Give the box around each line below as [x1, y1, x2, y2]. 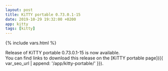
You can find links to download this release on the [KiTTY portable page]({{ [5, 55, 163, 61]
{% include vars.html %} [5, 40, 57, 46]
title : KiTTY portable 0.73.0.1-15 [5, 12, 81, 17]
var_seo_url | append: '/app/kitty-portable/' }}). [5, 60, 104, 66]
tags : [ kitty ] [5, 26, 36, 31]
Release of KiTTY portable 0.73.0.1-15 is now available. [5, 50, 120, 56]
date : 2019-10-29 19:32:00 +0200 [5, 17, 76, 22]
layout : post [5, 7, 33, 13]
